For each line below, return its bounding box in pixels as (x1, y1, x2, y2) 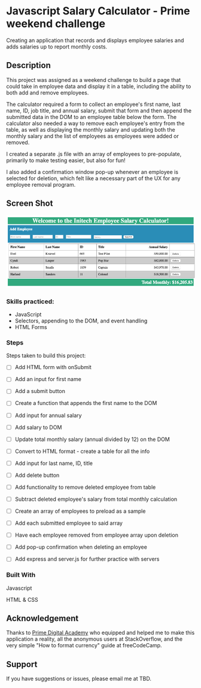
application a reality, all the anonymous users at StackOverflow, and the (6, 635, 183, 643)
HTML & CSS (6, 596, 39, 603)
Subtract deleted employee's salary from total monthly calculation (14, 495, 178, 503)
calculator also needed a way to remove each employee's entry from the (6, 120, 185, 127)
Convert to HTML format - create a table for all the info (14, 447, 150, 455)
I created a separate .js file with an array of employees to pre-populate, (6, 150, 182, 157)
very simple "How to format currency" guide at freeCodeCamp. (6, 642, 163, 649)
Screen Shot (6, 199, 53, 209)
